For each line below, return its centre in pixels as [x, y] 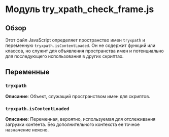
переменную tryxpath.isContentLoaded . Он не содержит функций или [80, 45]
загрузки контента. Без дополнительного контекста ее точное [73, 124]
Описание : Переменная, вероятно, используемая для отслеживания [80, 119]
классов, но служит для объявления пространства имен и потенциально [84, 51]
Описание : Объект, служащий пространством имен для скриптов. [78, 96]
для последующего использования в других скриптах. [64, 56]
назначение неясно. [27, 129]
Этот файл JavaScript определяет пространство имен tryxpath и [75, 40]
